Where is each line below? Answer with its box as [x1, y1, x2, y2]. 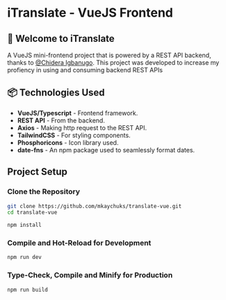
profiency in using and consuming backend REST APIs [7, 66, 163, 74]
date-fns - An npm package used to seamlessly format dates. [17, 145, 195, 154]
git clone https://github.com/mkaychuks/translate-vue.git [7, 203, 182, 210]
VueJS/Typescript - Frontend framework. [17, 109, 138, 117]
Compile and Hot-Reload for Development [7, 238, 152, 248]
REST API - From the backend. [17, 116, 106, 125]
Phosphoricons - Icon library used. [17, 138, 119, 147]
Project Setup [7, 166, 68, 178]
